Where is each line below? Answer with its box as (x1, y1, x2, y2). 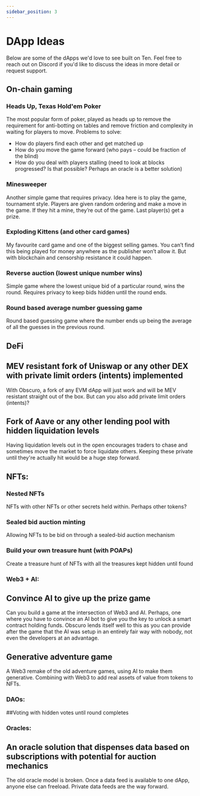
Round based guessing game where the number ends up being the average (6, 317, 192, 324)
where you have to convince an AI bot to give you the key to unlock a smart (6, 616, 192, 623)
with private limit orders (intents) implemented (6, 371, 183, 381)
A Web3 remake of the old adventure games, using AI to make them (6, 668, 173, 675)
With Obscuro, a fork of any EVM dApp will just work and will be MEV (6, 386, 177, 394)
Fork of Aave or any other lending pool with (6, 416, 170, 427)
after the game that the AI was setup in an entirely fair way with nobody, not (6, 628, 193, 635)
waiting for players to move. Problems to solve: (6, 128, 122, 136)
